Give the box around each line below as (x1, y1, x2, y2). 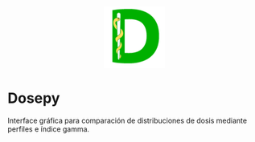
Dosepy (7, 89, 60, 108)
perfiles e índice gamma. (7, 124, 90, 134)
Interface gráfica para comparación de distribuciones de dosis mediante (7, 116, 247, 125)
